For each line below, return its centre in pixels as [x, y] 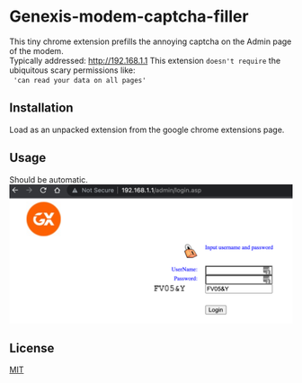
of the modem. [37, 50]
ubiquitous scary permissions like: [72, 70]
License [32, 348]
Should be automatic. [49, 179]
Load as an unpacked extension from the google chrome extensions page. [147, 129]
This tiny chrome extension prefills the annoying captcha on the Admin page [151, 41]
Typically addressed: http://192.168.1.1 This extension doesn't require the [145, 60]
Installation [41, 108]
